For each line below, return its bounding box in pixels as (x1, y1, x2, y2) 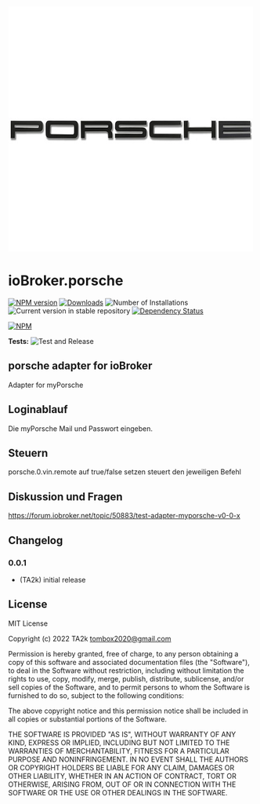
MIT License (8, 619, 49, 628)
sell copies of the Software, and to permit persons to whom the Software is (8, 682, 251, 692)
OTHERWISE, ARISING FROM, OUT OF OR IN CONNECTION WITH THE (8, 780, 237, 789)
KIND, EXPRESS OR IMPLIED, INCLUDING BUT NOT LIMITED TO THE (8, 737, 230, 747)
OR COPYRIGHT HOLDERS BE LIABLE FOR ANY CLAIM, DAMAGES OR (8, 762, 235, 772)
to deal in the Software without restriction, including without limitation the (8, 666, 244, 675)
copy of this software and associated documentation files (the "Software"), (8, 657, 251, 667)
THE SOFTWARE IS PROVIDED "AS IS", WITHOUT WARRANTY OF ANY (8, 729, 237, 739)
